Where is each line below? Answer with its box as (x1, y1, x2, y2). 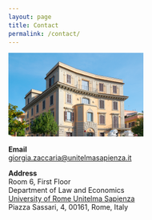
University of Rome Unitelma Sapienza (8, 194, 135, 203)
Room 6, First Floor (8, 177, 71, 187)
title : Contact (8, 21, 59, 29)
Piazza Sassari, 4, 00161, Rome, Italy (8, 202, 129, 212)
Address (8, 168, 38, 179)
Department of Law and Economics (8, 186, 125, 195)
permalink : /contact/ (8, 29, 81, 37)
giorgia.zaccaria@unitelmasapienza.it (8, 153, 132, 163)
